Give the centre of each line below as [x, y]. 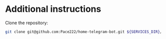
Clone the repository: [27, 23]
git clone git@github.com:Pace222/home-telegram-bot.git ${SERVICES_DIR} [83, 32]
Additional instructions [53, 9]
